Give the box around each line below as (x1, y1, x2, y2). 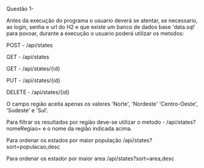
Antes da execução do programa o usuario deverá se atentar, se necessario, (6, 17, 198, 24)
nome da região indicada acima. (51, 125, 133, 132)
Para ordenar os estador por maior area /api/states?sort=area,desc (6, 155, 175, 162)
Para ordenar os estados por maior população (6, 136, 122, 144)
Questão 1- (6, 5, 34, 12)
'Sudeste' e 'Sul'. (6, 107, 49, 114)
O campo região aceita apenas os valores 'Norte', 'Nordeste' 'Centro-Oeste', (6, 100, 198, 107)
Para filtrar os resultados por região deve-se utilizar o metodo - (6, 118, 166, 126)
